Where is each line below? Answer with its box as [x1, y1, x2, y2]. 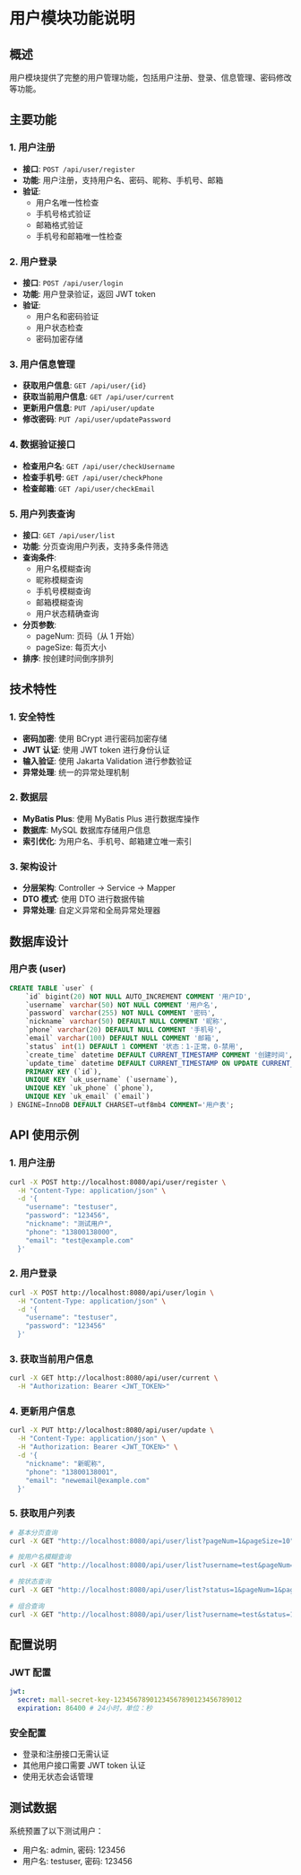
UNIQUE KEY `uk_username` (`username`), [25, 1076, 178, 1085]
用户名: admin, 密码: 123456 [21, 1844, 125, 1855]
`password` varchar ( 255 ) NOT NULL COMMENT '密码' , [25, 1008, 216, 1018]
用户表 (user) [9, 963, 67, 975]
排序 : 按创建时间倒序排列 [21, 652, 114, 664]
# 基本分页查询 [9, 1528, 58, 1537]
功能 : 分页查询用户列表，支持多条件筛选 [21, 540, 168, 552]
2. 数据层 [9, 791, 48, 804]
